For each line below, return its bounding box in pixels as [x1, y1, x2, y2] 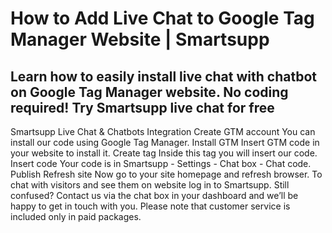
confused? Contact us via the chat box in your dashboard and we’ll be [10, 190, 299, 201]
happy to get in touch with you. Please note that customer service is [10, 200, 291, 212]
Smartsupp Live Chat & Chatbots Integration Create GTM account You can [10, 126, 316, 137]
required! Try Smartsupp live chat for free [10, 99, 275, 116]
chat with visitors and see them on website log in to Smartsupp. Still [10, 179, 290, 191]
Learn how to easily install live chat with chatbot [10, 68, 317, 85]
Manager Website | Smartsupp [10, 28, 270, 51]
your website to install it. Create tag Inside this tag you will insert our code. [10, 147, 318, 159]
